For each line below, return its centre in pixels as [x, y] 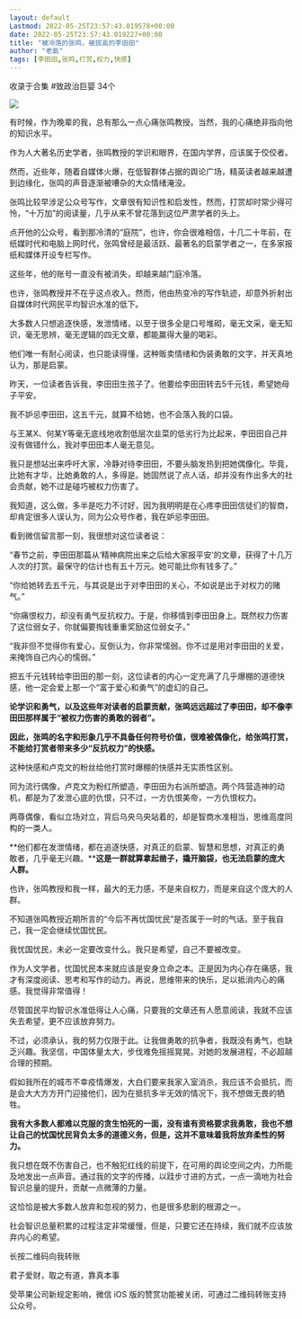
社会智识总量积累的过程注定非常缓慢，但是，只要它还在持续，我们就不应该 [147, 1225]
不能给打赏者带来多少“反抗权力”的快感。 [84, 748]
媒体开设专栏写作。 [60, 254]
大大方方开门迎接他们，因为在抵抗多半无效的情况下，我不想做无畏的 [151, 1093]
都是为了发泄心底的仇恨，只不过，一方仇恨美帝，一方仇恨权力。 [143, 798]
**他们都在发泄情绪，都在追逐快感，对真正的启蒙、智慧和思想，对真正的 [143, 847]
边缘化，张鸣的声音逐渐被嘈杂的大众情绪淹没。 [103, 183]
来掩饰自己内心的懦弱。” [53, 657]
